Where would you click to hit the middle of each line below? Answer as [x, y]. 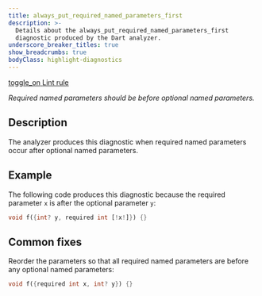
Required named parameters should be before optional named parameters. [132, 98]
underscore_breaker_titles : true [64, 45]
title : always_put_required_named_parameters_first [95, 15]
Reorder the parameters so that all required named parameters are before [128, 261]
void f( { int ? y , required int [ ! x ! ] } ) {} [78, 217]
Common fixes [45, 242]
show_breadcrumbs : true [48, 52]
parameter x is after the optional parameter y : [82, 202]
